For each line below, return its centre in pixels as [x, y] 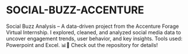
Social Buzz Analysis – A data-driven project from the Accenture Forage [93, 26]
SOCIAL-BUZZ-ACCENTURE [75, 10]
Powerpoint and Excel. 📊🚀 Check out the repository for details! [82, 45]
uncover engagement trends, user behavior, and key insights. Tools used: [94, 38]
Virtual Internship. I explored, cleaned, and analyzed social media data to [93, 32]
